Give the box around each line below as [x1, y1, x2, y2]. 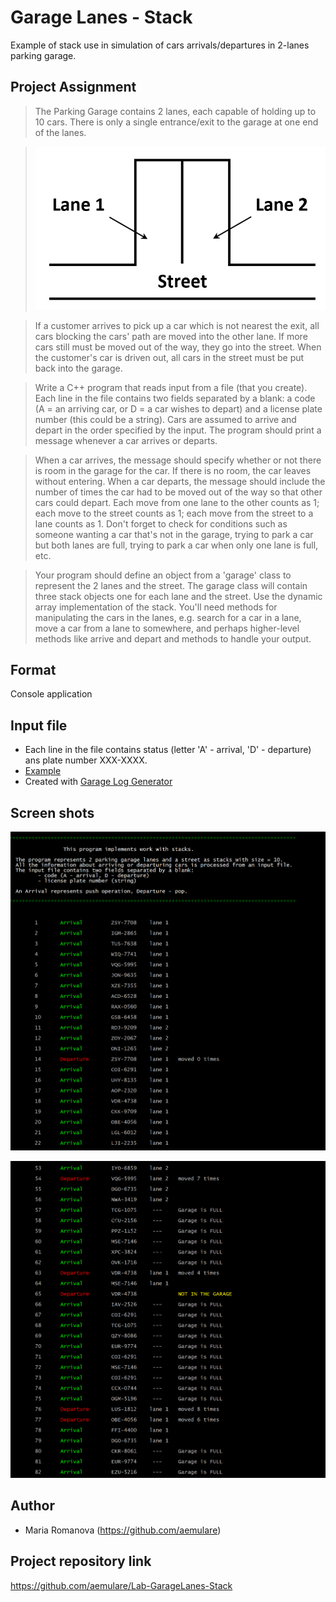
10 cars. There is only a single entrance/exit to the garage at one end [34, 116, 319, 128]
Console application [10, 688, 93, 700]
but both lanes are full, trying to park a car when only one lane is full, [34, 539, 319, 551]
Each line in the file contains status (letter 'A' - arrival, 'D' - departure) [24, 744, 312, 756]
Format [10, 661, 57, 678]
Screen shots [10, 804, 95, 821]
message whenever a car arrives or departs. [34, 434, 218, 446]
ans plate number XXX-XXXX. [24, 754, 148, 766]
